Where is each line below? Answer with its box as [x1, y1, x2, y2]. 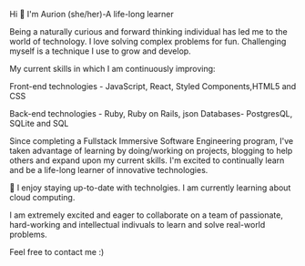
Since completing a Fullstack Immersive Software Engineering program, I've [9, 136, 294, 146]
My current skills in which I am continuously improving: [9, 64, 216, 74]
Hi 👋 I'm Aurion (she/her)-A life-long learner [9, 9, 175, 19]
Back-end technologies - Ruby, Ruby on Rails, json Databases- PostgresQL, [9, 108, 293, 118]
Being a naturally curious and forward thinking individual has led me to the [9, 26, 289, 36]
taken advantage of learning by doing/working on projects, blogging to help [9, 146, 293, 156]
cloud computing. [9, 192, 76, 202]
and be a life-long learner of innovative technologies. [9, 165, 208, 175]
